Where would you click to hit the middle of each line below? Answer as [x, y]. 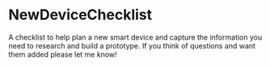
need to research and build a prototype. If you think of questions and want [132, 45]
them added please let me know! [63, 54]
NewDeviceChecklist [80, 15]
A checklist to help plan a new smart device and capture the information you [135, 37]
